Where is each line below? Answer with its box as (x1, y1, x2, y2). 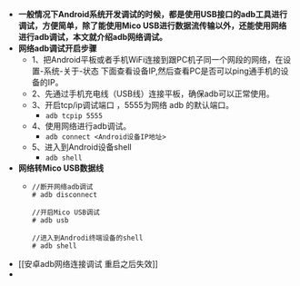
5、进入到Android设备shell (31, 142, 132, 153)
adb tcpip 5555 (45, 112, 103, 121)
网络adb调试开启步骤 (17, 43, 97, 54)
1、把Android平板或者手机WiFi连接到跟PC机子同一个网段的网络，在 (31, 54, 284, 64)
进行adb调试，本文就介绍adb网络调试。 (17, 32, 168, 42)
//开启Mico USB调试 (31, 208, 100, 217)
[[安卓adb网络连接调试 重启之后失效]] (17, 259, 159, 269)
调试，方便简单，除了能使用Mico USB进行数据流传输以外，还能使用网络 (17, 20, 287, 31)
